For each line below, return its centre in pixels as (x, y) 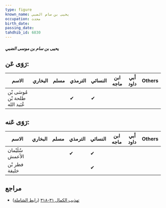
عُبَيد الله (16, 104)
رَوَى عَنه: (17, 122)
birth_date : (17, 23)
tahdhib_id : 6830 (23, 33)
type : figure (19, 10)
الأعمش (16, 157)
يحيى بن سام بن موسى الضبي (32, 48)
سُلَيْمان (15, 150)
